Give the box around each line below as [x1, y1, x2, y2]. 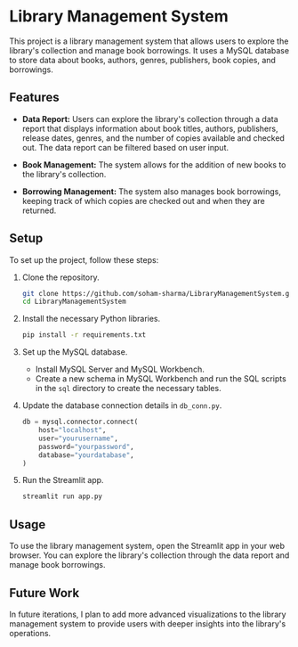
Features [9, 90, 60, 105]
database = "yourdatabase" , [38, 450, 135, 460]
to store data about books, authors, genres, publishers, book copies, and [9, 54, 276, 65]
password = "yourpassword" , [38, 442, 135, 451]
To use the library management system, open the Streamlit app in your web [9, 541, 286, 552]
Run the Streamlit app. [21, 475, 104, 486]
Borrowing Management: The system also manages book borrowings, [21, 185, 282, 197]
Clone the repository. [21, 272, 100, 283]
